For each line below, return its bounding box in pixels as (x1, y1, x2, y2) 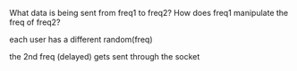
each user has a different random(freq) (9, 35, 153, 44)
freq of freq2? (9, 17, 61, 28)
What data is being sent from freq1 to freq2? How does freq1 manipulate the (9, 8, 289, 18)
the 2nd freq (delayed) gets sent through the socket (9, 51, 200, 61)
